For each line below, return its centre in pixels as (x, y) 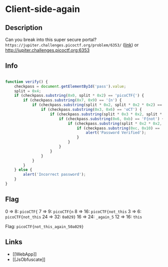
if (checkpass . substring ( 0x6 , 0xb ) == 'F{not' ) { (111, 119)
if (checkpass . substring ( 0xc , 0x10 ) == (118, 128)
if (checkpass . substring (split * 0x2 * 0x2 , (115, 123)
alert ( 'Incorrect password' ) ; (54, 175)
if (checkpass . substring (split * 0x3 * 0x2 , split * (106, 114)
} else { (23, 170)
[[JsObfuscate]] (29, 259)
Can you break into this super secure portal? (51, 39)
